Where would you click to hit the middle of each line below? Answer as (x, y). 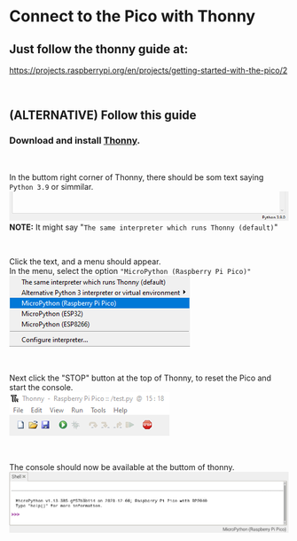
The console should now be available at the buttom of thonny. (122, 467)
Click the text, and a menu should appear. (85, 261)
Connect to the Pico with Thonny (132, 16)
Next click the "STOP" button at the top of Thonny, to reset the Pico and (141, 378)
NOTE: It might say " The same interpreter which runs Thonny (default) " (144, 227)
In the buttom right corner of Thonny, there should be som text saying (137, 177)
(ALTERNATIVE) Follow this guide (103, 116)
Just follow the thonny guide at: (99, 49)
